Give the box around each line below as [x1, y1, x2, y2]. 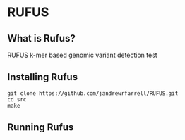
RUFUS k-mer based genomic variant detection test [7, 51, 157, 59]
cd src [7, 96, 27, 103]
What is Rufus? [7, 32, 76, 44]
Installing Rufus [7, 71, 78, 83]
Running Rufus [7, 121, 74, 134]
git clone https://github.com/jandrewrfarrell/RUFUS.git [7, 89, 179, 97]
